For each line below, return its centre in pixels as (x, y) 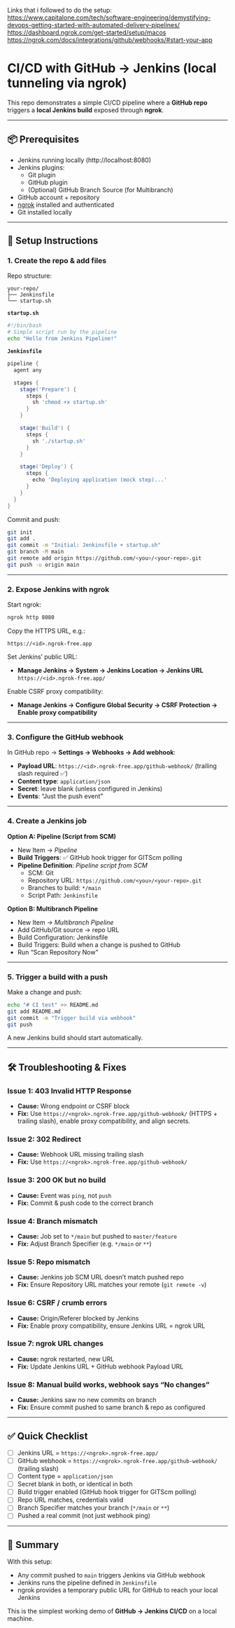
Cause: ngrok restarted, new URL (66, 1359)
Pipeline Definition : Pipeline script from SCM (83, 865)
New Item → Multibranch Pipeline (65, 922)
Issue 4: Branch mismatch (52, 1221)
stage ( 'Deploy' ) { (47, 467)
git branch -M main (36, 552)
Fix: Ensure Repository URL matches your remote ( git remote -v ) (112, 1285)
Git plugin (42, 175)
